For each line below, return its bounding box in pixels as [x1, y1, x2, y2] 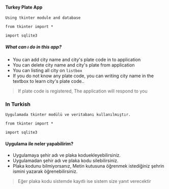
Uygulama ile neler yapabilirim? [5, 141, 74, 147]
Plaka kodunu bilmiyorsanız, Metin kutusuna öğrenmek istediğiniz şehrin [12, 163, 164, 169]
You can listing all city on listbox [12, 68, 82, 74]
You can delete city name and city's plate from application [12, 62, 135, 68]
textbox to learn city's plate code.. [12, 78, 85, 84]
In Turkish [5, 101, 31, 108]
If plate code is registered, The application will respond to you [17, 88, 148, 94]
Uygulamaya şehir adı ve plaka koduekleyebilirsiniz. [12, 152, 121, 158]
